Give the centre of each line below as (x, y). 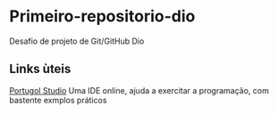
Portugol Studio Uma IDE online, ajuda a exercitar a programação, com (139, 90)
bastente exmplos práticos (58, 100)
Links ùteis (40, 69)
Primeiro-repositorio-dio (102, 16)
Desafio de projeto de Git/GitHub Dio (77, 41)
